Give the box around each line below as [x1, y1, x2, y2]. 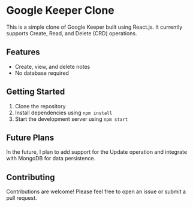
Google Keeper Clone [6, 4, 115, 17]
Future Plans [6, 132, 55, 142]
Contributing [6, 172, 55, 182]
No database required [14, 69, 69, 77]
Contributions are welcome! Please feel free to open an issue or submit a [6, 188, 186, 195]
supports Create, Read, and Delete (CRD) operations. [6, 29, 137, 36]
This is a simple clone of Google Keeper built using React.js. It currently [6, 23, 183, 31]
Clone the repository [14, 102, 66, 109]
